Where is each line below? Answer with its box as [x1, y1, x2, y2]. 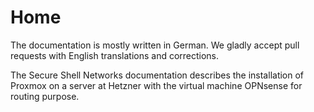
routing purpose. [10, 90, 80, 102]
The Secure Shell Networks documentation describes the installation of [10, 69, 305, 81]
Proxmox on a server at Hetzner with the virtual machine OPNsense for [10, 79, 303, 91]
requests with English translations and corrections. [10, 49, 220, 61]
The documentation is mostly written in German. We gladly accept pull [10, 39, 300, 51]
